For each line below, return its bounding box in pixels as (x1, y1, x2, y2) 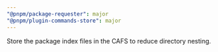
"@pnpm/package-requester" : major (6, 10, 109, 18)
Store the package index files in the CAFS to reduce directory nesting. (6, 36, 212, 45)
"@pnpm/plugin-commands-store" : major (6, 17, 121, 24)
